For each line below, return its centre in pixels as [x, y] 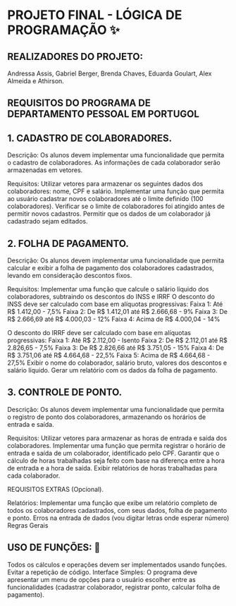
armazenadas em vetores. [45, 170]
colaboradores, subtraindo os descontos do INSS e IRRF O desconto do [111, 297]
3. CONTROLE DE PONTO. [65, 393]
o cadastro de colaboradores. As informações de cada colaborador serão [114, 163]
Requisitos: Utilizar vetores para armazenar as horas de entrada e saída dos [117, 438]
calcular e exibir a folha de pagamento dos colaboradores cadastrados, [111, 268]
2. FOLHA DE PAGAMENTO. [68, 243]
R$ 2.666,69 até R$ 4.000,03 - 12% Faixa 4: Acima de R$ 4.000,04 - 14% [114, 319]
